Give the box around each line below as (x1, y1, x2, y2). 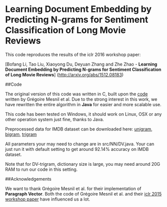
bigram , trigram (5, 131, 37, 137)
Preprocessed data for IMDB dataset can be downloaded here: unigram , (5, 126, 153, 132)
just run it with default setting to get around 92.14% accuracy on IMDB (5, 146, 149, 152)
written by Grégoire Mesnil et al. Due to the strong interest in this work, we (5, 96, 158, 102)
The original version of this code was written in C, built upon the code (5, 91, 148, 97)
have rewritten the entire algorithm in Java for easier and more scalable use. (5, 101, 162, 107)
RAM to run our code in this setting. (5, 166, 78, 172)
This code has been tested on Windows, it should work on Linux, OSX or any (5, 111, 162, 117)
